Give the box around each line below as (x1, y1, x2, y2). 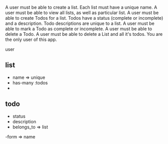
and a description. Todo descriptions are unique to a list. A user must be (5, 20, 155, 26)
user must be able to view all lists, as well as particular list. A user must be (5, 10, 159, 16)
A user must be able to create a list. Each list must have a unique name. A (5, 5, 157, 10)
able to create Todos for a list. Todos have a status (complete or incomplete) (5, 15, 163, 21)
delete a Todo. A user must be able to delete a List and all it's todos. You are (5, 31, 163, 37)
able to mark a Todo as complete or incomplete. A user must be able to (5, 26, 152, 32)
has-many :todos (12, 79, 48, 85)
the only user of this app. (5, 36, 57, 42)
